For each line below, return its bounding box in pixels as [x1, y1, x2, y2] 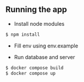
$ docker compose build [5, 64, 64, 71]
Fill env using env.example [14, 42, 79, 49]
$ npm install [5, 32, 41, 37]
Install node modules [14, 20, 65, 27]
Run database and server [14, 53, 76, 60]
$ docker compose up [5, 70, 56, 76]
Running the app [5, 5, 67, 15]
